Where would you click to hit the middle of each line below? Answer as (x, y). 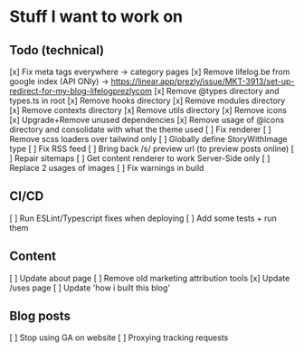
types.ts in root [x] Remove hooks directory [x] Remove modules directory (147, 100)
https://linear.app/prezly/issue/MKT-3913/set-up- (203, 81)
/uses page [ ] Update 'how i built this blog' (90, 288)
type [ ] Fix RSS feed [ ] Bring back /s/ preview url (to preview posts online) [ (152, 148)
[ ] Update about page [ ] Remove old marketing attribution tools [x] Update (150, 278)
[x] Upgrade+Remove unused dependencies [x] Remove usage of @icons (147, 120)
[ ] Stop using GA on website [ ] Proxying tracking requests (119, 338)
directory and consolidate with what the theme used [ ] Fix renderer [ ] (140, 129)
